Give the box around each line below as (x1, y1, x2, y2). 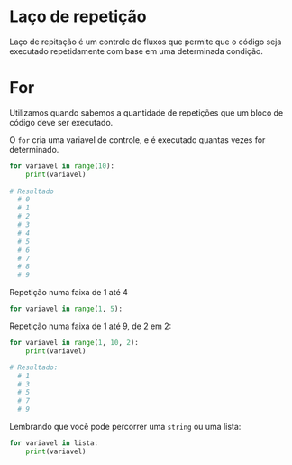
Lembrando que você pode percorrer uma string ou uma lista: (9, 422, 242, 432)
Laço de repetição (9, 6, 147, 27)
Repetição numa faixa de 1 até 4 (9, 287, 129, 298)
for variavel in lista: (9, 439, 99, 448)
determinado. (9, 144, 59, 154)
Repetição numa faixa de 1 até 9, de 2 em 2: (9, 321, 172, 331)
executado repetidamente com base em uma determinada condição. (9, 45, 264, 56)
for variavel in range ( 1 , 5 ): (9, 304, 123, 313)
